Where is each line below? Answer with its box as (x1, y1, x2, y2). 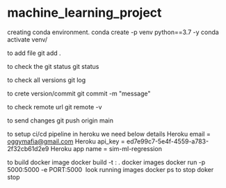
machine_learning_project (7, 5, 162, 21)
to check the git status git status (7, 62, 99, 70)
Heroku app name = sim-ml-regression (50, 144, 162, 152)
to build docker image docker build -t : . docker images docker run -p (7, 158, 206, 166)
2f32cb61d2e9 (7, 144, 49, 152)
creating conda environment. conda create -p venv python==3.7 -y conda (7, 28, 219, 36)
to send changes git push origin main (7, 116, 113, 125)
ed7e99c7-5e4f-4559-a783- (126, 137, 209, 146)
